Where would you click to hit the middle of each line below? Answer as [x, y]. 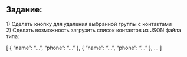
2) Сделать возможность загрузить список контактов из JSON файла [93, 30]
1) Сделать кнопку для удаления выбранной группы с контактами [89, 24]
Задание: [24, 10]
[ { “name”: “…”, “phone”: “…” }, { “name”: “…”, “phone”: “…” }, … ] [84, 48]
